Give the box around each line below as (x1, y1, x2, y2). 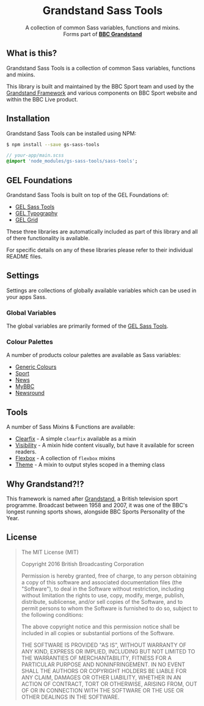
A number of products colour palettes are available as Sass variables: (6, 351, 181, 359)
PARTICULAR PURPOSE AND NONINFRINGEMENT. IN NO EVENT (21, 661, 186, 668)
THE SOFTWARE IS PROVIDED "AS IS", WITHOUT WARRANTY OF (21, 641, 187, 649)
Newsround (15, 389, 45, 397)
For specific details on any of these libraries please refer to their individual (6, 246, 194, 254)
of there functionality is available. (6, 235, 90, 241)
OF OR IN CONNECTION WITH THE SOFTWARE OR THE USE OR (21, 686, 184, 694)
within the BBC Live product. (6, 95, 78, 103)
